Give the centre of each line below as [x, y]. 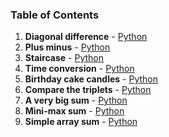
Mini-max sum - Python [74, 111]
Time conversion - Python [79, 69]
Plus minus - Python [67, 47]
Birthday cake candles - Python [91, 79]
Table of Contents [55, 15]
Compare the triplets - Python [88, 90]
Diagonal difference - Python [86, 37]
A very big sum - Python [76, 100]
